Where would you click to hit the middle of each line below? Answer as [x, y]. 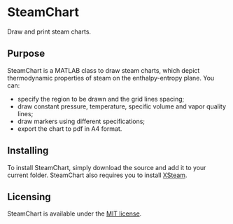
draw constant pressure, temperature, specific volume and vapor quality [121, 106]
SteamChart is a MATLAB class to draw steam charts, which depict [104, 70]
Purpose [26, 54]
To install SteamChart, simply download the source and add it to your [107, 167]
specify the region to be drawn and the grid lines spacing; [101, 99]
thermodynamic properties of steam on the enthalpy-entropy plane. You [111, 78]
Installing [28, 151]
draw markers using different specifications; [81, 121]
